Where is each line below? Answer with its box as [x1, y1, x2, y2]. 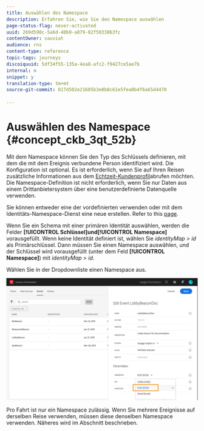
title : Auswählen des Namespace [6, 10, 88, 16]
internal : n [6, 67, 36, 74]
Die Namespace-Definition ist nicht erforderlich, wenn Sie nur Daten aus [6, 179, 187, 186]
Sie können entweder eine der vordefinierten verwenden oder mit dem [6, 204, 183, 211]
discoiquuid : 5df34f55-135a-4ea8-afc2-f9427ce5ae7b [6, 61, 140, 67]
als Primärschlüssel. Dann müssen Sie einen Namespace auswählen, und [6, 241, 189, 249]
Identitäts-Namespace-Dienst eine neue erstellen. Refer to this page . [6, 210, 178, 217]
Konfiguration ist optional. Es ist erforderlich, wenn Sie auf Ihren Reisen [6, 166, 185, 173]
